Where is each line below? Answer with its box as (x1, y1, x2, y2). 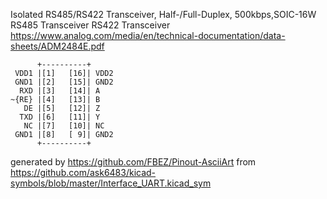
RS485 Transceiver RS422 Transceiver (10, 19, 171, 31)
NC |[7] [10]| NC (23, 121, 105, 131)
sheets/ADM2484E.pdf (10, 40, 105, 52)
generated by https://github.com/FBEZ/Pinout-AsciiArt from (10, 156, 257, 168)
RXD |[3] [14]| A (19, 86, 101, 96)
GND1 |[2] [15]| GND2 (14, 77, 114, 87)
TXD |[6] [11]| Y (19, 112, 101, 122)
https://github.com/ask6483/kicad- (10, 167, 157, 178)
